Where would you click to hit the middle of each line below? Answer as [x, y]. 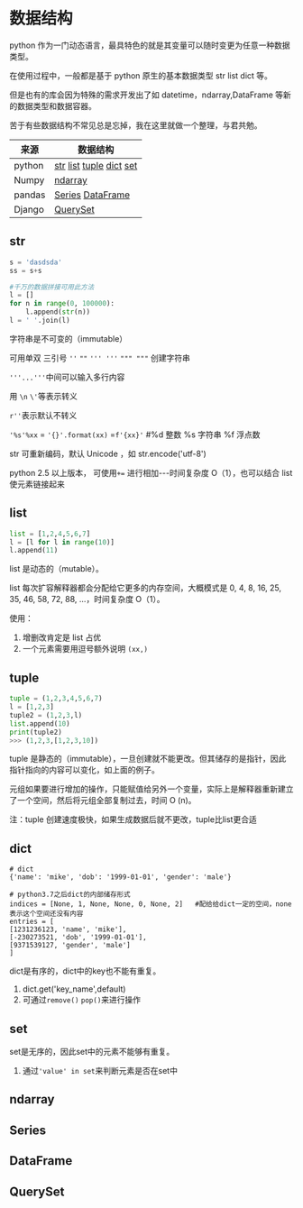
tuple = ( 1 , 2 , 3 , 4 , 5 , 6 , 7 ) [56, 699]
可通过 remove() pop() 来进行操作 [82, 1000]
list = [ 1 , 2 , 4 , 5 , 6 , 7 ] [50, 534]
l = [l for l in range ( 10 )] [62, 542]
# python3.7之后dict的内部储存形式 [70, 895]
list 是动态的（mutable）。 [56, 569]
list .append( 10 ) [40, 723]
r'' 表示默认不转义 [43, 415]
